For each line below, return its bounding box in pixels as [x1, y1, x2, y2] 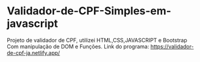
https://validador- [150, 43, 194, 50]
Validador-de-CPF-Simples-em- [7, 4, 172, 18]
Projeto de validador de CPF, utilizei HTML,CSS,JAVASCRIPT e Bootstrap [7, 36, 187, 44]
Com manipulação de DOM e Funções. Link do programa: [7, 43, 149, 50]
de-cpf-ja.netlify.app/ [7, 49, 60, 56]
